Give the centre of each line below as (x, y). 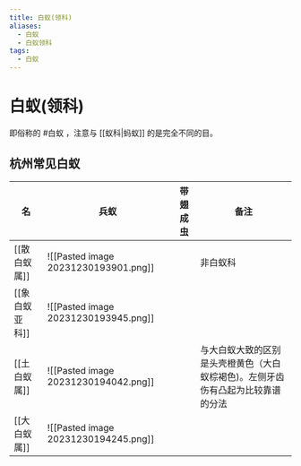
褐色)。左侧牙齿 (251, 376)
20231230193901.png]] (101, 267)
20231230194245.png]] (101, 438)
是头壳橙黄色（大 (236, 363)
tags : (19, 51)
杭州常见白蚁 (45, 164)
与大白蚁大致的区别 (241, 349)
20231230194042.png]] (101, 382)
